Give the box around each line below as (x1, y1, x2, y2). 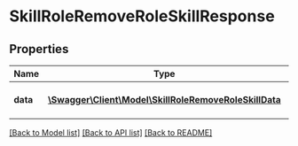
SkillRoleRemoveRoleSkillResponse (9, 6, 275, 27)
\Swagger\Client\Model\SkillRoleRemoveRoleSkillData (47, 94, 281, 105)
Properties (9, 42, 69, 57)
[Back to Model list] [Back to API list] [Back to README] (9, 127, 213, 138)
